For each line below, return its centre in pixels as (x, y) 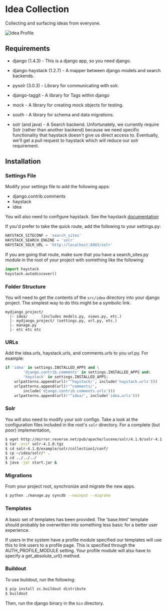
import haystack (22, 269)
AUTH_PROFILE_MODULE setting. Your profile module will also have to (78, 550)
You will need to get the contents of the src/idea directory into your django (82, 297)
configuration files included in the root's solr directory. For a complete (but (82, 424)
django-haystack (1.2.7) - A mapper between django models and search (86, 70)
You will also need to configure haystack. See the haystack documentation (82, 217)
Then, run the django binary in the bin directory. (54, 603)
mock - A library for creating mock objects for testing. (68, 105)
